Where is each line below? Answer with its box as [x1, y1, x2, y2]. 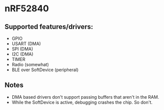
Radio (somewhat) [11, 62, 49, 67]
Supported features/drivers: [4, 23, 94, 31]
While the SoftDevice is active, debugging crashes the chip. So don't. [11, 99, 153, 105]
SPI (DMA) [11, 46, 33, 52]
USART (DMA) [11, 41, 41, 47]
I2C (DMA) [11, 51, 33, 57]
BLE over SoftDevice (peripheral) [11, 67, 79, 73]
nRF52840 [4, 3, 49, 14]
